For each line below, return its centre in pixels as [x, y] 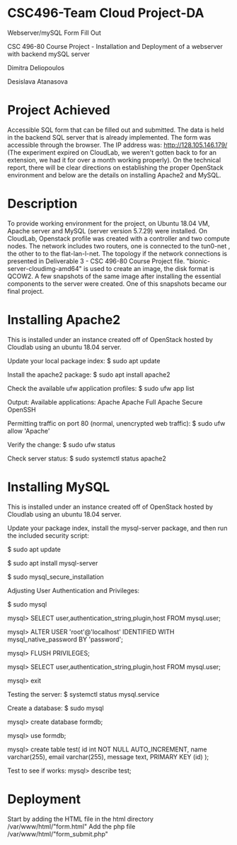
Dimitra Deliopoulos [36, 67]
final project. [26, 291]
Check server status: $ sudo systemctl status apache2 [87, 458]
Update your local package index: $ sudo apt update [84, 360]
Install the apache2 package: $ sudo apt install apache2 [89, 375]
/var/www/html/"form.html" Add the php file [71, 826]
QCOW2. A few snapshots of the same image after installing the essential [114, 276]
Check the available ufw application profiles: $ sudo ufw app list [101, 388]
